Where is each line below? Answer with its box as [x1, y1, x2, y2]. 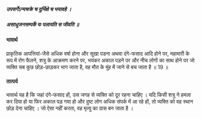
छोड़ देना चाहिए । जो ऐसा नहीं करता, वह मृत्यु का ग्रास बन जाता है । [6, 105, 134, 112]
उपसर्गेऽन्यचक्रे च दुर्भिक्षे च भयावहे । [6, 5, 72, 13]
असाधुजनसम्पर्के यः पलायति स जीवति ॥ [6, 20, 79, 28]
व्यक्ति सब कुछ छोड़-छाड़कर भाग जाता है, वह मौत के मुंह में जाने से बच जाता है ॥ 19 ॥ [6, 63, 169, 71]
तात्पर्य [6, 77, 18, 84]
